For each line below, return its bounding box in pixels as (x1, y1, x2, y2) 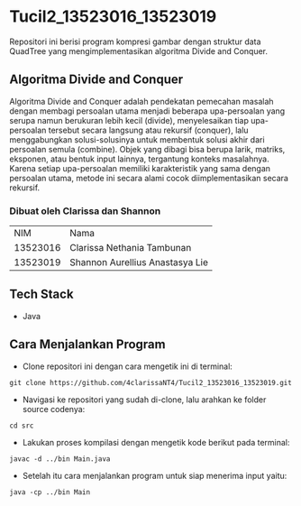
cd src (9, 421, 34, 430)
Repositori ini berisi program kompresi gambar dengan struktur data (9, 36, 261, 47)
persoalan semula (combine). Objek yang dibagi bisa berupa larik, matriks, (9, 143, 286, 154)
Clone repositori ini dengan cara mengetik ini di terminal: (22, 361, 233, 372)
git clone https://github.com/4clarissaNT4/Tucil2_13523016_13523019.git (9, 378, 293, 387)
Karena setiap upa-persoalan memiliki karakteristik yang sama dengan (9, 162, 271, 173)
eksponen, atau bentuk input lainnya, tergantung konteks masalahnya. (9, 153, 269, 164)
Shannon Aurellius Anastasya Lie (69, 256, 209, 269)
